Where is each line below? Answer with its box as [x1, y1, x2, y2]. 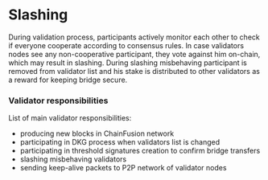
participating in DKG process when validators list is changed [19, 137, 221, 147]
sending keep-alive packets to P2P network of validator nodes [19, 163, 227, 173]
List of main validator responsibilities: [8, 113, 132, 123]
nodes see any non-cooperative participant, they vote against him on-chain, [8, 49, 261, 59]
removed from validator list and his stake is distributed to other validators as [8, 66, 260, 76]
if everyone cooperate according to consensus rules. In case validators [8, 40, 244, 50]
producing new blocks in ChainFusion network [19, 129, 175, 138]
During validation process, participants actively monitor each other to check [8, 32, 260, 42]
